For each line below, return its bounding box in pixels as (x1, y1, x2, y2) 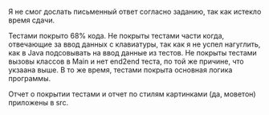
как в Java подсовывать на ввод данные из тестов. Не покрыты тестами (8, 48, 257, 57)
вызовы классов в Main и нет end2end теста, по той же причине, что (8, 56, 244, 66)
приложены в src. (8, 98, 69, 107)
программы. (8, 74, 51, 83)
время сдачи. (8, 15, 55, 25)
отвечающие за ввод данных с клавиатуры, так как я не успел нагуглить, (8, 39, 261, 49)
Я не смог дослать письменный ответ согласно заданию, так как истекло (8, 7, 262, 16)
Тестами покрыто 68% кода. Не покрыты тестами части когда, (8, 31, 225, 40)
